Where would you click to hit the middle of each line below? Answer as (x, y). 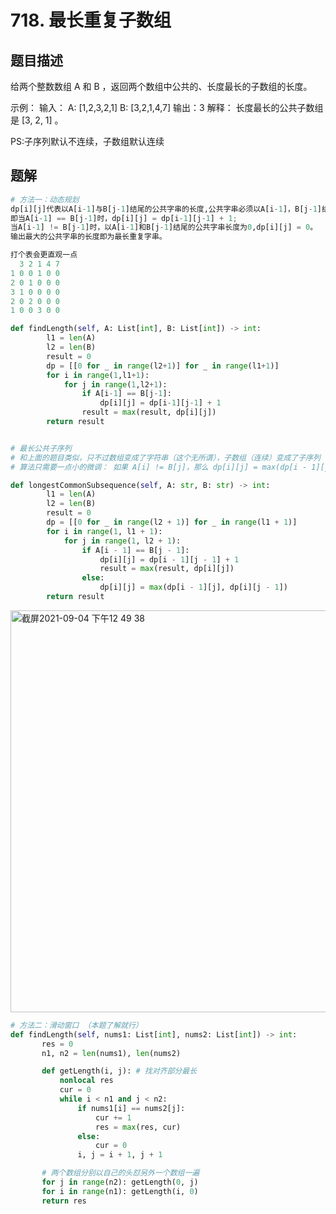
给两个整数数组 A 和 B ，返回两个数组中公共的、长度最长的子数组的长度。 (161, 86)
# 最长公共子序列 (41, 448)
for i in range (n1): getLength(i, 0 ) (120, 1191)
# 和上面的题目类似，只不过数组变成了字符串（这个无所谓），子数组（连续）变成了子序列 (165, 457)
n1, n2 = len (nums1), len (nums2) (111, 1053)
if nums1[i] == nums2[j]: (131, 1108)
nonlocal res (86, 1081)
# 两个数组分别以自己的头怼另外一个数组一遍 (120, 1173)
